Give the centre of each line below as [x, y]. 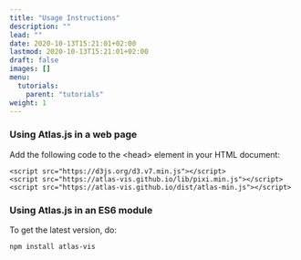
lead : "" [26, 35]
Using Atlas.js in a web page [73, 135]
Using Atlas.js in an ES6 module [81, 210]
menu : [20, 78]
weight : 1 [28, 103]
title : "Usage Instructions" [65, 18]
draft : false [34, 60]
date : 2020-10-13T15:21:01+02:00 [73, 43]
